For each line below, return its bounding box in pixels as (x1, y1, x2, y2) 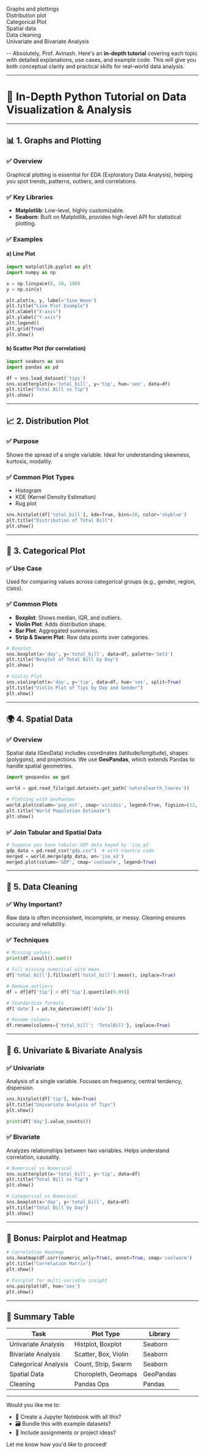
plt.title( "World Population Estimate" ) (6, 807, 111, 814)
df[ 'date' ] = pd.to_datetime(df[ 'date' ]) (6, 1005, 113, 1012)
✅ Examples (6, 235, 43, 243)
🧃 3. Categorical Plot (6, 546, 85, 557)
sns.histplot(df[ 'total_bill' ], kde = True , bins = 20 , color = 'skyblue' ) (6, 512, 187, 518)
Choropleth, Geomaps (74, 1370, 137, 1379)
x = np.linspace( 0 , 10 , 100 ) (6, 280, 81, 287)
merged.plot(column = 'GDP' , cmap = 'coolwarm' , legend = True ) (6, 859, 157, 865)
